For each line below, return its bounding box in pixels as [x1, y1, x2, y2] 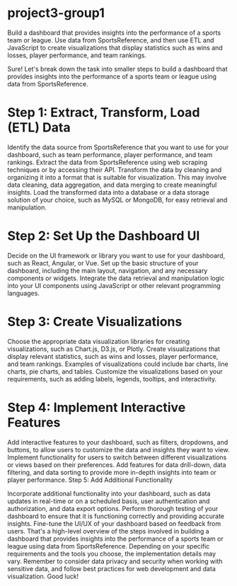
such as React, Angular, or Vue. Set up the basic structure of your [7, 258, 199, 267]
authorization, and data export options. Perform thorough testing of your [7, 504, 219, 512]
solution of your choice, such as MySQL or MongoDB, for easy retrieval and [7, 195, 228, 204]
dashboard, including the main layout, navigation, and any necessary [7, 266, 208, 275]
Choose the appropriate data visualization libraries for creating [7, 337, 190, 345]
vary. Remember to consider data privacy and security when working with [7, 557, 223, 565]
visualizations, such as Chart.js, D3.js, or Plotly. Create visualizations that [7, 345, 221, 353]
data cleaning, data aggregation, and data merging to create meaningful [7, 180, 217, 189]
